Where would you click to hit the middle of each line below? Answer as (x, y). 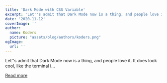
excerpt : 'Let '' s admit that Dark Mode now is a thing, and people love (82, 14)
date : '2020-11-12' (25, 19)
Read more (16, 75)
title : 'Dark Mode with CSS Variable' (45, 10)
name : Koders (23, 33)
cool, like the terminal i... (30, 66)
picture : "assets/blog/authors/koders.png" (55, 38)
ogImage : (14, 42)
